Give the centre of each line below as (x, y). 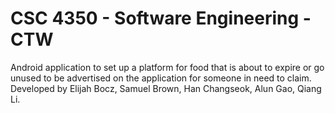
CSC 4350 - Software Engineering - (161, 18)
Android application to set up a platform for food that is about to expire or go (167, 67)
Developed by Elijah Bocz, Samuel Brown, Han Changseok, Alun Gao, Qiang (166, 88)
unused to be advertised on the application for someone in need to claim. (161, 78)
